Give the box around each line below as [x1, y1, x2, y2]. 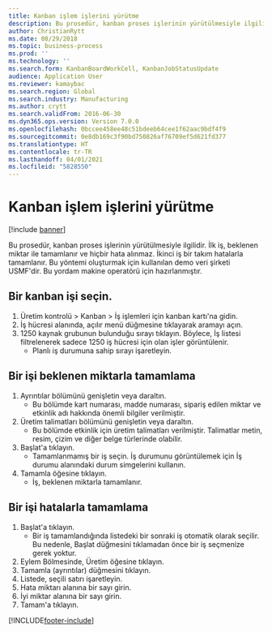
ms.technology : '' [8, 58, 70, 66]
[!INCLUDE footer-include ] [8, 615, 95, 625]
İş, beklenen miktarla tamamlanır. [32, 476, 143, 487]
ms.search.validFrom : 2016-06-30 [8, 110, 121, 118]
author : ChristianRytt [8, 27, 85, 35]
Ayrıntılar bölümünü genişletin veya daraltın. [19, 390, 167, 400]
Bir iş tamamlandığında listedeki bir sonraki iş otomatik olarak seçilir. [32, 531, 260, 540]
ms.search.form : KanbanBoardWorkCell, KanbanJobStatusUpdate [8, 65, 219, 73]
